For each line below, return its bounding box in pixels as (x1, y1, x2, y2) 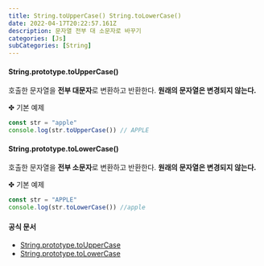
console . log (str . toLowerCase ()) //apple (8, 203, 146, 212)
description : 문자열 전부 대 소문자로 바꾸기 (8, 27, 142, 35)
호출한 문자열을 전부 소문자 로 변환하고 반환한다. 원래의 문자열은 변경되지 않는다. (8, 163, 257, 172)
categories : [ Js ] (8, 34, 67, 43)
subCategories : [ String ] (8, 42, 92, 50)
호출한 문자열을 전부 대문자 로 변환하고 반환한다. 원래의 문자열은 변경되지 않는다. (8, 85, 257, 95)
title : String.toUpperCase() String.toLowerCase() (8, 11, 182, 20)
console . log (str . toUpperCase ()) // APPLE (8, 127, 150, 135)
